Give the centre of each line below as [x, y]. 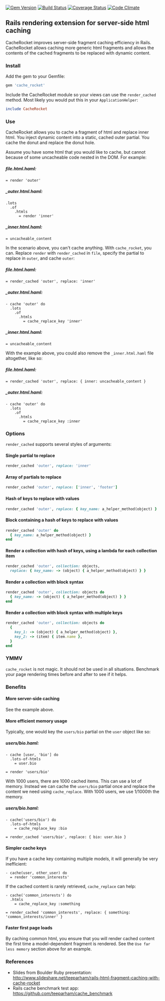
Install [13, 65]
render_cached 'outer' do [32, 530]
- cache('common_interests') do [38, 895]
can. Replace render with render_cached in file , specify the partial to [75, 253]
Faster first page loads [29, 927]
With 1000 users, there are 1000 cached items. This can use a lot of [74, 781]
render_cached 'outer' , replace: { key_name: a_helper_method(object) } [81, 509]
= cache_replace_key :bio [41, 829]
